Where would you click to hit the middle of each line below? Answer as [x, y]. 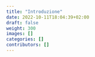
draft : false [22, 23]
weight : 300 [21, 28]
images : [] [20, 34]
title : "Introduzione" [34, 12]
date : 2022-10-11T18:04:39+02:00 [48, 17]
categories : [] [25, 39]
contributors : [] [28, 45]
